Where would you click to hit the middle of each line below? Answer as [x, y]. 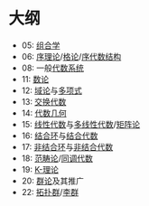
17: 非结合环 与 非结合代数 [67, 146]
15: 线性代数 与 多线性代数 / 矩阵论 [81, 124]
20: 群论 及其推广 [53, 181]
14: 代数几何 [44, 113]
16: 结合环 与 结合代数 [60, 136]
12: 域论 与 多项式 [51, 90]
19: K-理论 [40, 169]
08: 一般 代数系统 [53, 68]
